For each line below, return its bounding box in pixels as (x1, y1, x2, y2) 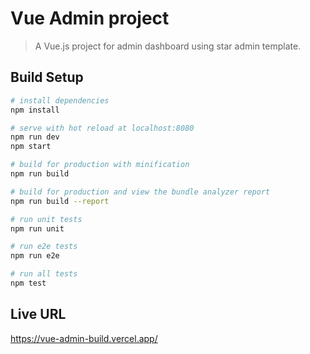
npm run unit (10, 223, 65, 234)
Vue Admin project (10, 7, 170, 30)
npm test (10, 278, 47, 288)
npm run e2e (10, 251, 60, 261)
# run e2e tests (10, 242, 78, 252)
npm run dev (10, 132, 60, 142)
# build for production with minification (10, 160, 190, 170)
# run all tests (10, 269, 78, 279)
